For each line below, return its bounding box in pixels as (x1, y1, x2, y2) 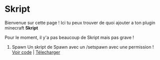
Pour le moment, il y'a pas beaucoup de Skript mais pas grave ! (4, 34, 135, 40)
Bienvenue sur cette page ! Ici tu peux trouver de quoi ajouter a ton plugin (4, 20, 156, 26)
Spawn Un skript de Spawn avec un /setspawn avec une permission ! (11, 44, 154, 50)
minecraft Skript (4, 25, 38, 30)
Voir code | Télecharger (11, 49, 61, 55)
